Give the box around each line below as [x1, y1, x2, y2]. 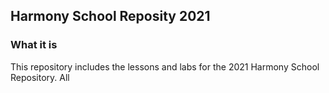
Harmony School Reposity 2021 [10, 8, 211, 25]
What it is [10, 38, 58, 52]
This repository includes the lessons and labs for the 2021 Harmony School [10, 60, 320, 73]
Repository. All [10, 71, 70, 83]
